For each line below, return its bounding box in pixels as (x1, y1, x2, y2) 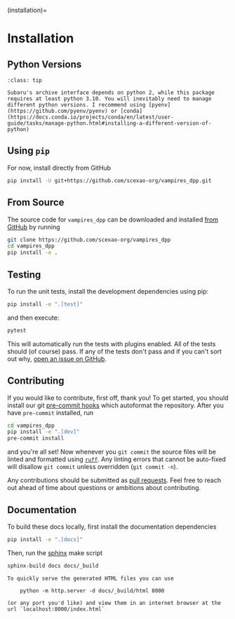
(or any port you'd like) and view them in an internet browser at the (7, 599, 221, 606)
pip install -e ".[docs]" (7, 536, 83, 543)
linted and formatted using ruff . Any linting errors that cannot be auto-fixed (7, 455, 227, 463)
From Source (7, 196, 65, 209)
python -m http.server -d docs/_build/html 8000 (20, 587, 165, 594)
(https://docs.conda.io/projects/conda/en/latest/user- (7, 114, 174, 121)
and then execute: (7, 313, 60, 322)
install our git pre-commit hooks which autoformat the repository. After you (7, 401, 224, 409)
